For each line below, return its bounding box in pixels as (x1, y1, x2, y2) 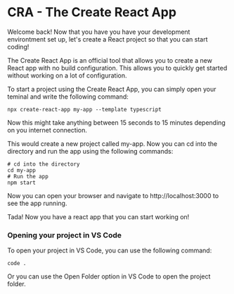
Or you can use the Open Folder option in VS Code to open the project (7, 272, 211, 281)
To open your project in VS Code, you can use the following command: (7, 246, 212, 255)
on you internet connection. (7, 125, 88, 134)
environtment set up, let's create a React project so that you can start (7, 35, 208, 43)
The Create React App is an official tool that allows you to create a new (7, 56, 213, 64)
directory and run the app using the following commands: (7, 147, 174, 155)
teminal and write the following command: (7, 92, 129, 101)
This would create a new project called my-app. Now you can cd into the (7, 139, 218, 148)
